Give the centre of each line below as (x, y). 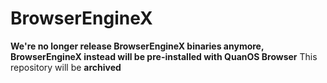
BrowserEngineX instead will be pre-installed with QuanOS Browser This (164, 56)
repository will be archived (66, 67)
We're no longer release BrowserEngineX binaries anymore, (137, 46)
